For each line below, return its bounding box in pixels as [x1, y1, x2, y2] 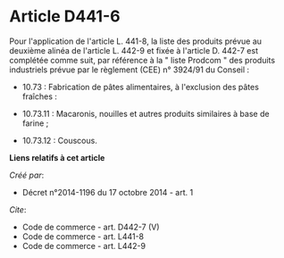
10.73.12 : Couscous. [21, 135, 98, 146]
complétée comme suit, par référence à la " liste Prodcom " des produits [9, 54, 275, 65]
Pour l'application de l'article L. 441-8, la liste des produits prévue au [9, 36, 262, 46]
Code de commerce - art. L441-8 [21, 230, 145, 242]
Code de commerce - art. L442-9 [21, 240, 146, 251]
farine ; [21, 118, 49, 129]
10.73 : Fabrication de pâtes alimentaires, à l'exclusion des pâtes [21, 81, 259, 92]
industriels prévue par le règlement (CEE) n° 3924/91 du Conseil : [9, 64, 250, 75]
